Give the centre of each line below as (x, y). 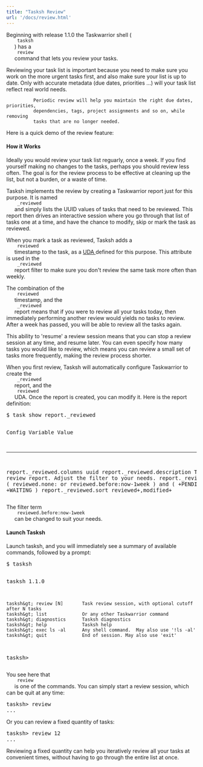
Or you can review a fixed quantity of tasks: (60, 722)
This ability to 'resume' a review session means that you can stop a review (99, 336)
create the (19, 373)
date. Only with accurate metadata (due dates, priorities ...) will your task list (101, 83)
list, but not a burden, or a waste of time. (57, 179)
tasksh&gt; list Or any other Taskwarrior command (88, 614)
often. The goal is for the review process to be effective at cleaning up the (98, 172)
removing (17, 116)
